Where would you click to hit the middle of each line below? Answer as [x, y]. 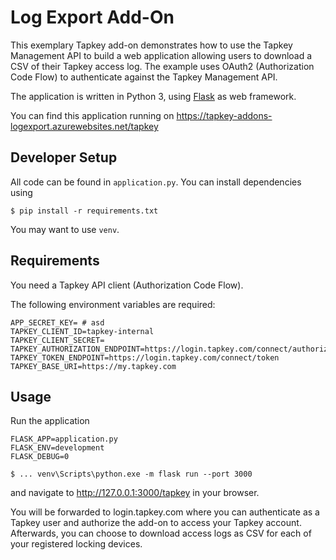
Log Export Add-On [92, 17]
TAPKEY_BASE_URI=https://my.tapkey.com [93, 366]
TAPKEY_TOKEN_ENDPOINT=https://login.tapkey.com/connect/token [145, 357]
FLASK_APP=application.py [64, 439]
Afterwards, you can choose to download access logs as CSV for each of [161, 533]
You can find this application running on [92, 115]
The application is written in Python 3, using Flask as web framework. [153, 96]
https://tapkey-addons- [224, 115]
